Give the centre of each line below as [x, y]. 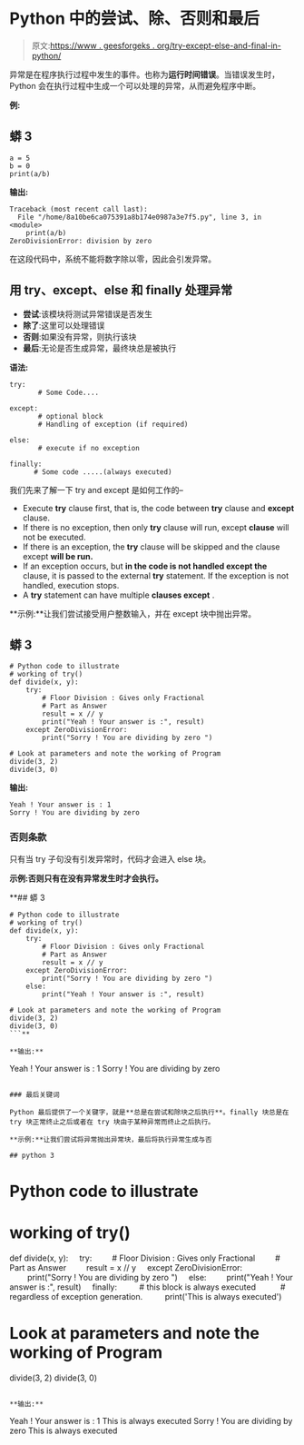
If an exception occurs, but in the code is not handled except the [145, 566]
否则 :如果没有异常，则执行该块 [79, 336]
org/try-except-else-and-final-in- [219, 45]
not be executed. [54, 537]
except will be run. [58, 556]
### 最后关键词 [35, 1094]
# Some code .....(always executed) [103, 472]
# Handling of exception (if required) [113, 424]
